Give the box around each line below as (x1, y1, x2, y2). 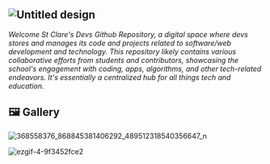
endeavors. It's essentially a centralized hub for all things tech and (8, 72, 231, 82)
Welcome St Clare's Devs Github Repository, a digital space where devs (8, 29, 248, 39)
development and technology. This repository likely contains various (8, 46, 237, 57)
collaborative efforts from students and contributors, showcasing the (8, 55, 238, 65)
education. (8, 81, 44, 90)
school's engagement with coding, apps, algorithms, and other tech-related (8, 64, 262, 74)
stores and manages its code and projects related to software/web (8, 38, 232, 48)
